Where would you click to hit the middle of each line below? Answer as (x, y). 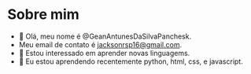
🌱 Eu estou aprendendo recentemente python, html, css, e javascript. (131, 61)
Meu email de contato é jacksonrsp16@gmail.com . (100, 44)
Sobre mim (43, 15)
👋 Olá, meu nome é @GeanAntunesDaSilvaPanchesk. (105, 36)
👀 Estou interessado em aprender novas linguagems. (104, 53)
